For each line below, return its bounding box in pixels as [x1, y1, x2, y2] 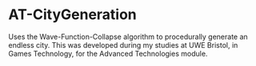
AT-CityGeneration [8, 6, 138, 24]
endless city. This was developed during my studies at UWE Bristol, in [8, 40, 238, 49]
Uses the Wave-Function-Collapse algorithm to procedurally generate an [8, 32, 248, 41]
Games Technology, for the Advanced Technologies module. [8, 49, 208, 58]
